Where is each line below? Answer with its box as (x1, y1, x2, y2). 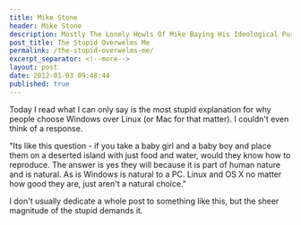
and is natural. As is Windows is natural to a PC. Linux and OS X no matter (9, 169, 282, 179)
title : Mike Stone (9, 12, 78, 22)
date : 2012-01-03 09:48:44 (9, 71, 110, 80)
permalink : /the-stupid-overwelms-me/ (9, 46, 154, 55)
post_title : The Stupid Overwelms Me (9, 37, 150, 47)
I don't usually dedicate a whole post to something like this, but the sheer (9, 196, 279, 206)
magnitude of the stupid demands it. (9, 204, 143, 215)
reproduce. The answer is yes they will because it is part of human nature (9, 159, 280, 170)
